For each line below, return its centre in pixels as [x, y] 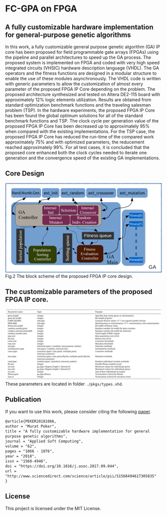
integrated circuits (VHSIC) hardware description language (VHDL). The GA [82, 68]
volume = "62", [21, 446]
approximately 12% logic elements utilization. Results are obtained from [78, 100]
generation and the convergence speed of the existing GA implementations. [83, 158]
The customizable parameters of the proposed [79, 292]
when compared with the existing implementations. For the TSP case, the [80, 131]
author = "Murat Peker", [31, 426]
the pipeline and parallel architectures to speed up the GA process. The [78, 57]
